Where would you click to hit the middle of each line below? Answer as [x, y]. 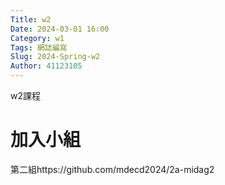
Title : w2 [31, 19]
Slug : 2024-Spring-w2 [55, 57]
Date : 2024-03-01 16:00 [60, 29]
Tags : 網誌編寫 [39, 47]
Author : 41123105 [46, 66]
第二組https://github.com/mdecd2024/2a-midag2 [112, 169]
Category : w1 [37, 38]
